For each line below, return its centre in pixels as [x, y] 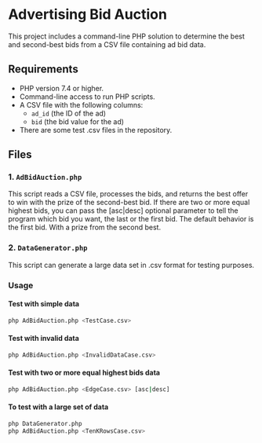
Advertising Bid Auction [87, 15]
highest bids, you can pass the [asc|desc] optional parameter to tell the [124, 211]
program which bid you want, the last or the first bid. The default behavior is [131, 219]
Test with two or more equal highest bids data [84, 373]
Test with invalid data [44, 339]
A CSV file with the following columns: [81, 104]
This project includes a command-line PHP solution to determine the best [127, 36]
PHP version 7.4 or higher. [62, 88]
